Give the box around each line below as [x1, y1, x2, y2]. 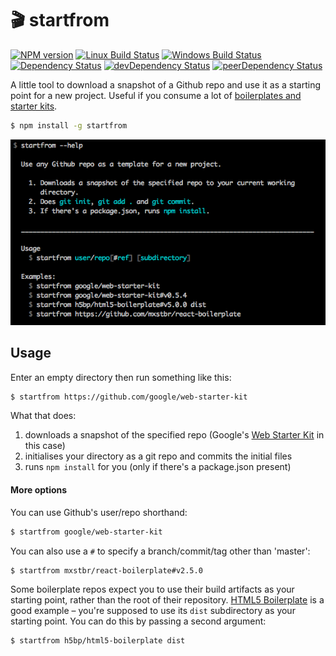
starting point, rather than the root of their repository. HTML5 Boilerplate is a [10, 594, 325, 606]
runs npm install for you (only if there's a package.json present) [24, 461, 292, 473]
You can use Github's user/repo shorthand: [10, 506, 188, 518]
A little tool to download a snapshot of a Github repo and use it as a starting [10, 78, 321, 91]
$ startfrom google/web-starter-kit [10, 527, 163, 537]
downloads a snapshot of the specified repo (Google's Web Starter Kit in [24, 429, 325, 441]
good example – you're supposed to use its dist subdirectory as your [10, 605, 296, 617]
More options [10, 484, 68, 496]
